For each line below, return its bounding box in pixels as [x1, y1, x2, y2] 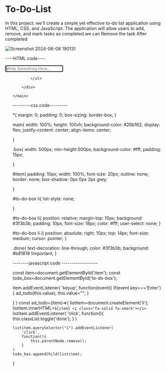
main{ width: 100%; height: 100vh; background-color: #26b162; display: [12, 121, 160, 127]
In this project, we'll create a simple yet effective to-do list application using [5, 20, 161, 26]
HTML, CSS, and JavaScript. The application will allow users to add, [5, 25, 145, 31]
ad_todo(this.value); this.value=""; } [15, 290, 89, 296]
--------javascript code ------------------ [12, 260, 98, 266]
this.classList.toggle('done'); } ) [12, 315, 77, 321]
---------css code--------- [12, 102, 68, 108]
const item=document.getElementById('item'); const [12, 269, 121, 275]
